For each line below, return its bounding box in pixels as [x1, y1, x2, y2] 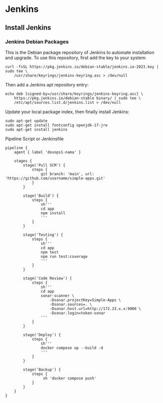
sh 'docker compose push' [43, 376, 97, 381]
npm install [40, 210, 66, 216]
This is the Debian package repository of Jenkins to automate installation [5, 49, 155, 55]
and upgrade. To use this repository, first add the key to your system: [5, 55, 147, 61]
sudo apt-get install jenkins [5, 127, 68, 132]
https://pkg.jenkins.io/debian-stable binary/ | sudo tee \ [14, 95, 141, 100]
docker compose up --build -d [40, 345, 103, 350]
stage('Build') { [23, 193, 59, 198]
